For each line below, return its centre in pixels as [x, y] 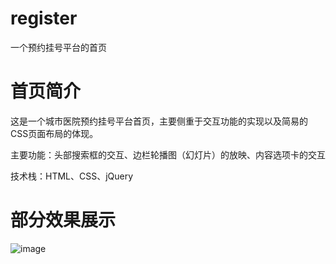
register [44, 18]
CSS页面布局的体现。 [54, 133]
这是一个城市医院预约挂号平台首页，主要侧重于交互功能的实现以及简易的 [159, 121]
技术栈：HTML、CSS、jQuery [72, 176]
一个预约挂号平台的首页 [58, 47]
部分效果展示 [63, 220]
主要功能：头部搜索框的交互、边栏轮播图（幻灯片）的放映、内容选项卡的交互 [168, 154]
